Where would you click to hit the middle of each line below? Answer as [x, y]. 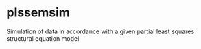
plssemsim [38, 13]
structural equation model [43, 38]
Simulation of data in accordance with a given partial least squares [100, 31]
